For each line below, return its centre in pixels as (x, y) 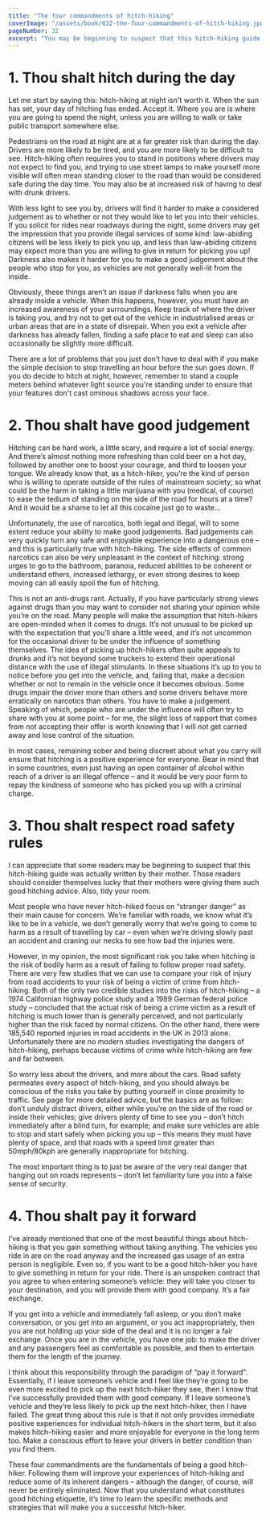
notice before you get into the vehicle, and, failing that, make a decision (127, 675)
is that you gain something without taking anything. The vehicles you (144, 1247)
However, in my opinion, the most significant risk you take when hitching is (132, 957)
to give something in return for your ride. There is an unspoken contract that (134, 1272)
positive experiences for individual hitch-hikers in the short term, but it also (133, 1423)
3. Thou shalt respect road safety (122, 826)
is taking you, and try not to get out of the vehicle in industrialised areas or (131, 318)
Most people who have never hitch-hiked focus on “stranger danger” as (127, 907)
